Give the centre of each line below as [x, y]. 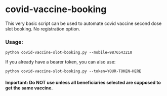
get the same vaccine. [29, 88]
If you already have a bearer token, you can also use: [60, 62]
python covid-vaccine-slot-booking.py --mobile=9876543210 [69, 53]
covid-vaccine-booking [56, 9]
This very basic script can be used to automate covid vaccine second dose [83, 23]
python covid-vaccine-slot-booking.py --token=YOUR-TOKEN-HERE [73, 71]
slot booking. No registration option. [43, 28]
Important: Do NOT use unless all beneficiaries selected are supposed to [83, 82]
